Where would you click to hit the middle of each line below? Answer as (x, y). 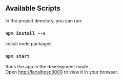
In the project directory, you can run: (44, 20)
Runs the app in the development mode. (47, 67)
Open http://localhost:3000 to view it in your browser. (62, 72)
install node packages (28, 44)
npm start (17, 56)
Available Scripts (33, 8)
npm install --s (26, 33)
